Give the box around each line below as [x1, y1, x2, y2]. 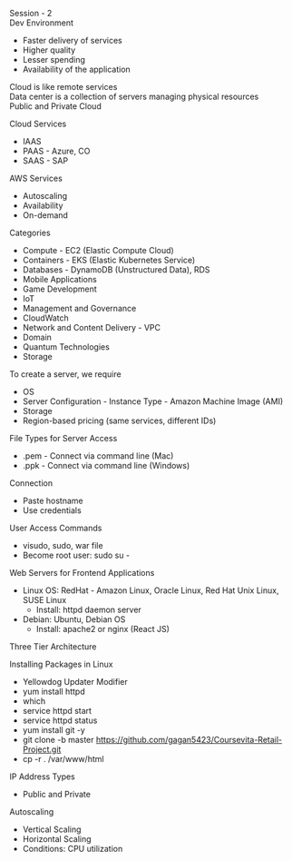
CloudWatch [22, 312, 70, 323]
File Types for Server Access [9, 433, 118, 443]
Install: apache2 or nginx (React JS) [35, 624, 170, 634]
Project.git [22, 744, 62, 755]
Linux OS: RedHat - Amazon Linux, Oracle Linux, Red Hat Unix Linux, [22, 585, 279, 596]
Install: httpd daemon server [35, 604, 142, 615]
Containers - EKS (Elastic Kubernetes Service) [22, 254, 196, 265]
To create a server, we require [9, 369, 122, 380]
